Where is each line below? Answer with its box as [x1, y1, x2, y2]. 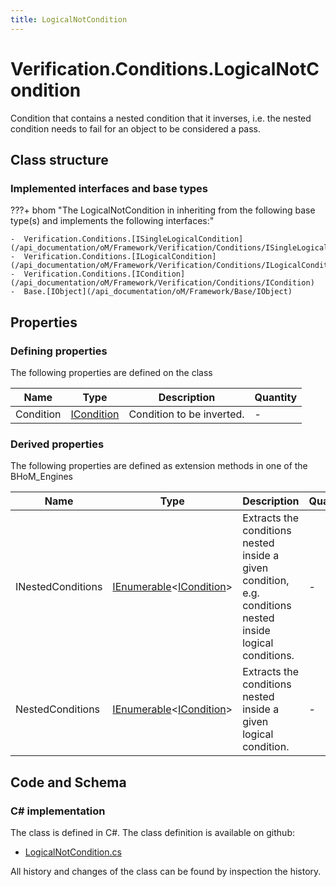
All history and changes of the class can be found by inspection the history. [10, 865, 322, 877]
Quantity [254, 390, 298, 404]
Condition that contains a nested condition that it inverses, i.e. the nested [10, 112, 312, 124]
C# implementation [10, 804, 106, 818]
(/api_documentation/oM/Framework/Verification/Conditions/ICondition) [10, 278, 315, 288]
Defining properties [10, 344, 108, 358]
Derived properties [10, 437, 105, 451]
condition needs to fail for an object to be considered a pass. [10, 122, 262, 135]
